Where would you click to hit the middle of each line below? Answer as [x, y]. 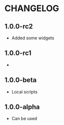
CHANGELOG [32, 8]
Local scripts [24, 92]
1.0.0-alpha [22, 107]
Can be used [24, 119]
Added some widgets [33, 38]
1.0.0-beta [21, 80]
